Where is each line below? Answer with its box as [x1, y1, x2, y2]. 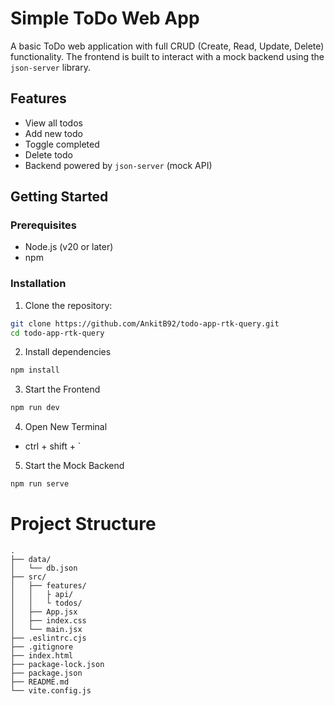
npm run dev [10, 403, 60, 413]
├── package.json [10, 668, 83, 679]
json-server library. [10, 61, 91, 73]
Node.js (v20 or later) [24, 241, 114, 253]
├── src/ [10, 572, 47, 582]
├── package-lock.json [10, 660, 105, 670]
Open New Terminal [24, 421, 108, 433]
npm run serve [10, 479, 70, 489]
